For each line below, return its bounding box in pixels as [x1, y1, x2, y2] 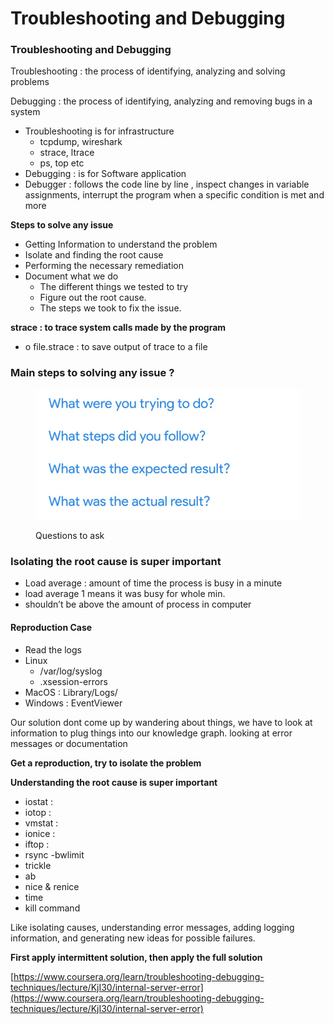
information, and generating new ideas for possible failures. [10, 932, 256, 944]
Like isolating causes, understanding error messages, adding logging [10, 921, 295, 933]
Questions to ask [35, 530, 105, 542]
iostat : [24, 795, 54, 807]
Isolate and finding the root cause [24, 249, 164, 261]
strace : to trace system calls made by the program [10, 322, 227, 334]
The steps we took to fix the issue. [39, 302, 182, 314]
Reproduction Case [10, 622, 93, 634]
